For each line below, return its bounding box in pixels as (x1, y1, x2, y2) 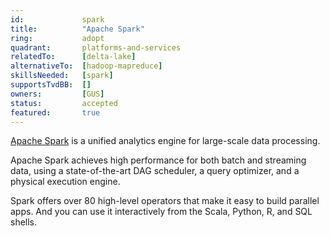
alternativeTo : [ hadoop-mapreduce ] (10, 61, 163, 71)
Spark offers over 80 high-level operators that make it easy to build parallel (10, 195, 320, 207)
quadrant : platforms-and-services (10, 42, 182, 53)
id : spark (10, 14, 105, 25)
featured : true (10, 107, 101, 118)
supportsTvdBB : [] (10, 80, 92, 90)
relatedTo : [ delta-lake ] (10, 52, 137, 62)
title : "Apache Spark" (10, 24, 145, 34)
